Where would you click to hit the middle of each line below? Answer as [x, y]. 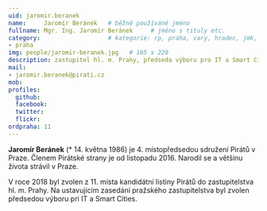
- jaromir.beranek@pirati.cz [56, 75]
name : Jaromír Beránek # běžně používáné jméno [99, 23]
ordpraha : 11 [30, 127]
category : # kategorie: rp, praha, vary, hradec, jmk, [133, 38]
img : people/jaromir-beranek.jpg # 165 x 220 [89, 53]
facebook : [31, 104]
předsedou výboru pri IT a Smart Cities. [73, 198]
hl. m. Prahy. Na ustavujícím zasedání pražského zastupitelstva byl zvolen [129, 190]
